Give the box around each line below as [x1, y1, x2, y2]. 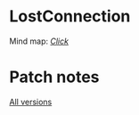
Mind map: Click [9, 36, 69, 46]
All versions [9, 96, 53, 107]
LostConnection [9, 6, 131, 27]
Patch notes [9, 67, 100, 87]
